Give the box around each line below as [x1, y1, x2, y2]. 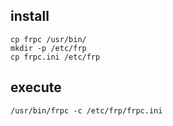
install [10, 8, 50, 25]
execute [10, 79, 62, 96]
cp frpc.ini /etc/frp [10, 52, 101, 62]
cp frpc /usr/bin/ [10, 34, 87, 44]
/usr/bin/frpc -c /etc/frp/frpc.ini [10, 105, 163, 116]
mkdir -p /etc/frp [10, 43, 87, 53]
